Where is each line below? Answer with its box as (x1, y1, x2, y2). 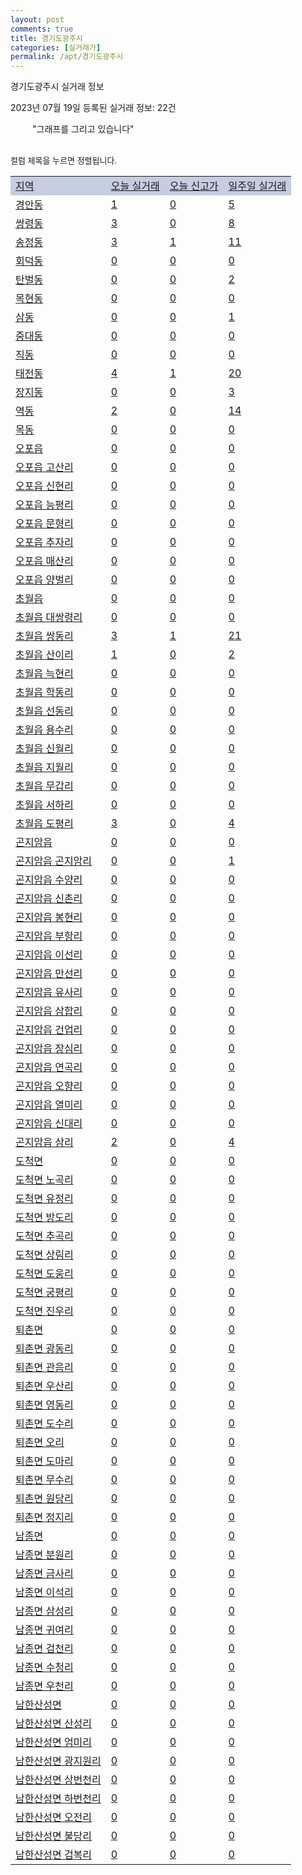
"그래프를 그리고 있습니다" (32, 123, 135, 135)
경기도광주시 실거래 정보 (10, 81, 105, 93)
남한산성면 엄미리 (15, 1736, 93, 1750)
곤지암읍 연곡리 (15, 1061, 83, 1075)
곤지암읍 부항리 (15, 929, 83, 943)
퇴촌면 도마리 (15, 1454, 74, 1468)
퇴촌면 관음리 (15, 1361, 74, 1375)
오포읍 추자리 (15, 536, 74, 550)
